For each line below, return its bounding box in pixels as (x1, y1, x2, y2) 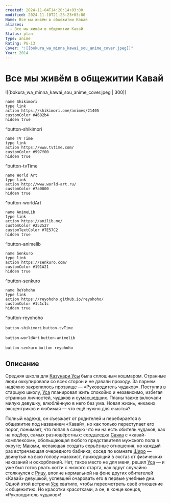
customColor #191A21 (5, 264, 50, 269)
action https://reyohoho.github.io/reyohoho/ (5, 297, 104, 302)
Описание (5, 359, 39, 368)
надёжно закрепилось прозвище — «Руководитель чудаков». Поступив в (5, 384, 166, 390)
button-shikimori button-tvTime (5, 326, 73, 331)
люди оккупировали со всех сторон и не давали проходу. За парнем (5, 379, 156, 385)
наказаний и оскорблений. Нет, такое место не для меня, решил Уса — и (5, 459, 165, 465)
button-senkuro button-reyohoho (5, 345, 73, 351)
